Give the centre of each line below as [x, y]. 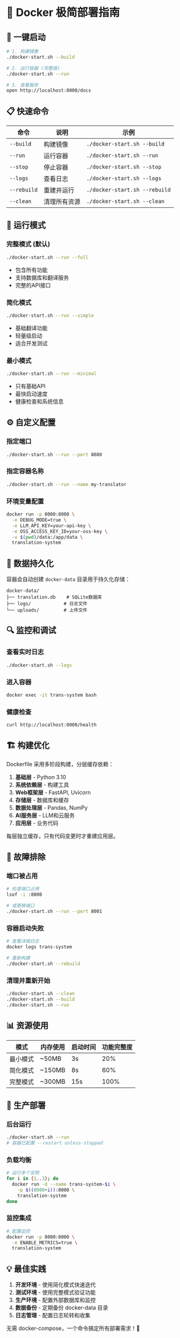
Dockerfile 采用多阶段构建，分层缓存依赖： [60, 764]
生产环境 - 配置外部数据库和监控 [56, 1300]
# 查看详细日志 [23, 941]
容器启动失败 [25, 928]
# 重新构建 [18, 958]
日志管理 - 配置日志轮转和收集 [53, 1315]
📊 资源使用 [27, 1026]
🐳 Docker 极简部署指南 [63, 13]
